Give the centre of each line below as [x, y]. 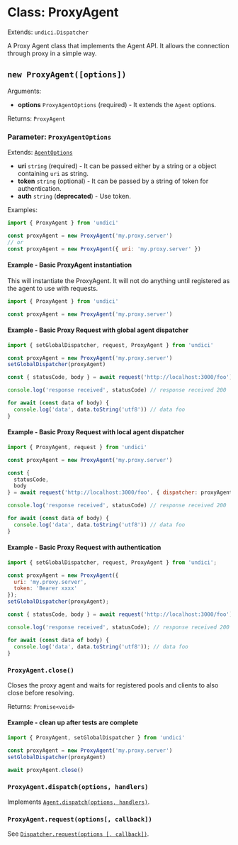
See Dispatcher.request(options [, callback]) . [78, 834]
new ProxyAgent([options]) [67, 75]
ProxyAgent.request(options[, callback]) [80, 819]
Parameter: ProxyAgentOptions [59, 137]
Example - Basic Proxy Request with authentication [84, 548]
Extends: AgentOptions [40, 153]
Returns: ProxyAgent [36, 118]
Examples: [22, 210]
